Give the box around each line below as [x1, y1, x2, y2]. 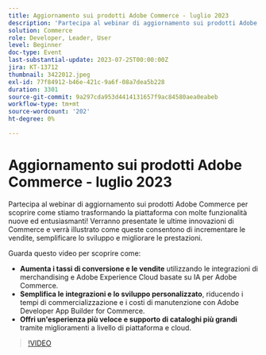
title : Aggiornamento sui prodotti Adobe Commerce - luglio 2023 [8, 11, 229, 20]
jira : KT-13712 [8, 64, 59, 71]
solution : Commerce [8, 26, 73, 34]
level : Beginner [8, 41, 62, 49]
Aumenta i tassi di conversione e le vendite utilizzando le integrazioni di [19, 264, 258, 273]
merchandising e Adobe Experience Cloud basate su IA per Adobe [19, 272, 237, 282]
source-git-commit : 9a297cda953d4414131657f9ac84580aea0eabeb [8, 93, 218, 101]
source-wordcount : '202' [8, 108, 91, 116]
